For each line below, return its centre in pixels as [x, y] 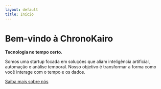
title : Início [20, 14]
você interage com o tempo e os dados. [45, 72]
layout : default [22, 10]
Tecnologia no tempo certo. [34, 52]
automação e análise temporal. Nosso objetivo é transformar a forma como [81, 67]
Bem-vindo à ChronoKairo [59, 39]
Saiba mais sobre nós [27, 82]
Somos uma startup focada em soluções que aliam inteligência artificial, [78, 61]
